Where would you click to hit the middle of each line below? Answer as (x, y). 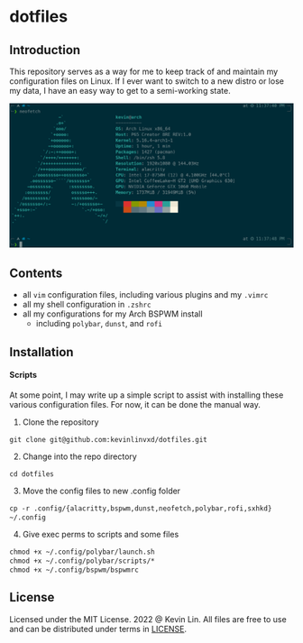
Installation (41, 352)
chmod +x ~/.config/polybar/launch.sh (82, 552)
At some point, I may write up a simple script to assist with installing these (147, 395)
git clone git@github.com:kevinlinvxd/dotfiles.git (108, 439)
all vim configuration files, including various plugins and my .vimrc (145, 295)
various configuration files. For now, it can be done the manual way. (135, 404)
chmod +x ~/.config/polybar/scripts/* (82, 561)
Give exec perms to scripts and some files (101, 534)
